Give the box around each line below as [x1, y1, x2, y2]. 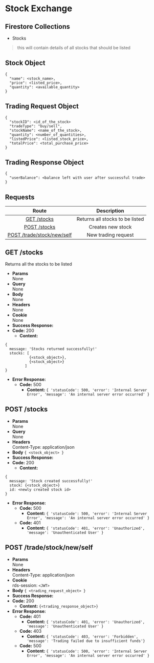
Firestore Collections [5, 22, 70, 31]
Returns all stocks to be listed [76, 216, 144, 223]
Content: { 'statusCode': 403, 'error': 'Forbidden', [26, 633, 138, 639]
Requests [5, 193, 35, 201]
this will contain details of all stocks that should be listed [17, 45, 131, 50]
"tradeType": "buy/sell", [9, 124, 63, 128]
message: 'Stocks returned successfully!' [9, 347, 97, 352]
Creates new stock [88, 224, 132, 230]
